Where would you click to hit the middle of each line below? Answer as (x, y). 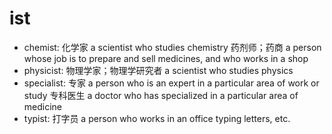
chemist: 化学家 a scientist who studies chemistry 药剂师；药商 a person (172, 47)
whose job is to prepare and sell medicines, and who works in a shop (166, 58)
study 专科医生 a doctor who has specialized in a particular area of (161, 95)
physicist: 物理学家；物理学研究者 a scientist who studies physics (158, 70)
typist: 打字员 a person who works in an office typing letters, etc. (157, 118)
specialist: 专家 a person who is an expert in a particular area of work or (171, 83)
